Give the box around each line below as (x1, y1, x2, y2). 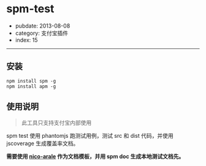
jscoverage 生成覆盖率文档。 (6, 140, 79, 147)
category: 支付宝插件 (15, 29, 69, 37)
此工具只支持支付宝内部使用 (21, 119, 92, 126)
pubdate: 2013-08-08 (15, 22, 71, 29)
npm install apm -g (6, 83, 56, 89)
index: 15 (15, 36, 38, 43)
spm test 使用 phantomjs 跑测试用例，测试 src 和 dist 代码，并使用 (6, 132, 174, 139)
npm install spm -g (6, 78, 56, 84)
